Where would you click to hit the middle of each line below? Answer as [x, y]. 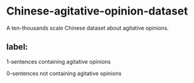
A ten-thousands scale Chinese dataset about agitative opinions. [88, 28]
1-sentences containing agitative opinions [59, 61]
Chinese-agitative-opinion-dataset [97, 11]
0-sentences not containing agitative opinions [64, 73]
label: [17, 47]
